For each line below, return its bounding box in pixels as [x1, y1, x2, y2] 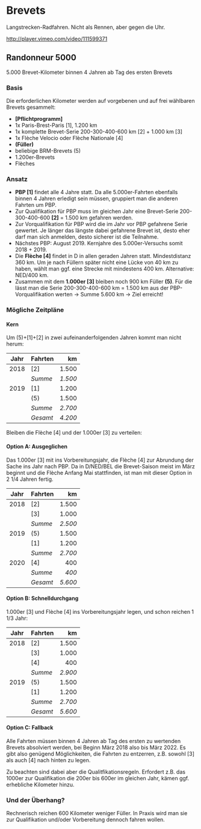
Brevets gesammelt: [6, 103, 56, 111]
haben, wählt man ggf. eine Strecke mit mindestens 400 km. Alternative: [14, 265, 194, 272]
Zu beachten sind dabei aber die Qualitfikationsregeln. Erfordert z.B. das [6, 768, 185, 775]
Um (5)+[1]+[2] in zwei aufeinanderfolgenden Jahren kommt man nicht [6, 334, 182, 341]
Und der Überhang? [6, 796, 65, 804]
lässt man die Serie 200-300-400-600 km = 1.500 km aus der [14, 284, 169, 292]
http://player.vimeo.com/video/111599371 [6, 35, 108, 42]
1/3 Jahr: [6, 614, 28, 622]
